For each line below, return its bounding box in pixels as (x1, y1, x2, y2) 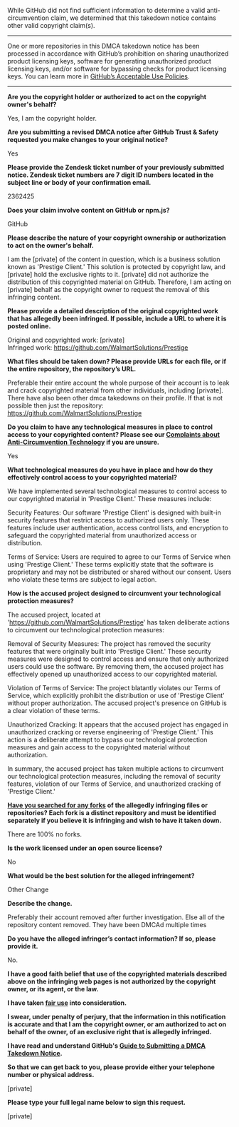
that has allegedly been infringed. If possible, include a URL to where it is (7, 314, 227, 323)
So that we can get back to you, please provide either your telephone (7, 1063, 216, 1071)
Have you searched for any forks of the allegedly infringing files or (7, 801, 208, 809)
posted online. (7, 322, 51, 330)
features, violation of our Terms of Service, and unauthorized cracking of (7, 779, 222, 788)
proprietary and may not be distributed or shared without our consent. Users (7, 567, 232, 576)
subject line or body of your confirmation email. (7, 178, 152, 186)
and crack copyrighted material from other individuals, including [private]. (7, 386, 224, 395)
